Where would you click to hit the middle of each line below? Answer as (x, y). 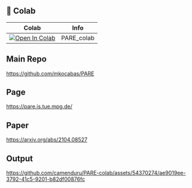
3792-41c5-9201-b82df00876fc (46, 179)
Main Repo (26, 59)
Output (19, 158)
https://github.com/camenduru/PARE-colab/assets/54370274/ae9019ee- (96, 173)
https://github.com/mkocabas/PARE (50, 73)
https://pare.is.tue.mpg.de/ (39, 107)
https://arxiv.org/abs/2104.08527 (47, 140)
